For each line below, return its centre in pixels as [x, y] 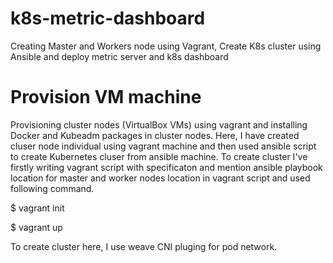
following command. [52, 188]
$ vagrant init [37, 208]
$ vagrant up [36, 227]
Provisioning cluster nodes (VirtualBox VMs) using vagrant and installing [159, 124]
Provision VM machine [106, 97]
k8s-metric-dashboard [108, 18]
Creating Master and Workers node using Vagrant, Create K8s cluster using [166, 46]
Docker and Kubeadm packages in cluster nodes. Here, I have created [155, 135]
